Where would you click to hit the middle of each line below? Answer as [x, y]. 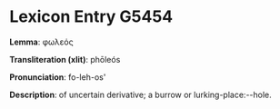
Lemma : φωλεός [42, 42]
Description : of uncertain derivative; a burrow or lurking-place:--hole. [141, 94]
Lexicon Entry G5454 [91, 17]
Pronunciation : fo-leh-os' [58, 77]
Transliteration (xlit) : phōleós [65, 59]
